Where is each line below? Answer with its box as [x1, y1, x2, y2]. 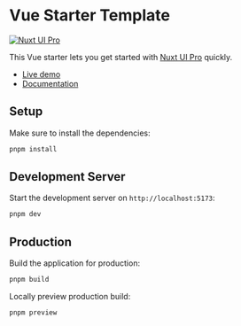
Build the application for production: [9, 258, 140, 268]
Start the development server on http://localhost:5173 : [9, 192, 215, 204]
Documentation [21, 78, 79, 89]
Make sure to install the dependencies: [9, 128, 151, 138]
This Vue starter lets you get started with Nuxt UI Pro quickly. [9, 51, 233, 62]
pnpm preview [9, 308, 58, 317]
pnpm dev [9, 210, 42, 219]
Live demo [21, 68, 61, 80]
